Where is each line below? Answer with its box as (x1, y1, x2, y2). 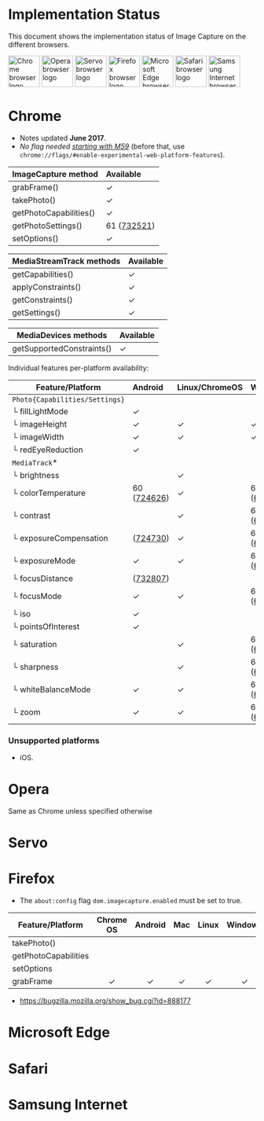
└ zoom (12, 706, 41, 717)
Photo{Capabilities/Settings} (12, 395, 126, 404)
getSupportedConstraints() (12, 343, 112, 354)
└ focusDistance (12, 572, 73, 583)
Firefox (8, 870, 55, 888)
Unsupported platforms (8, 735, 100, 746)
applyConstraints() (12, 281, 82, 292)
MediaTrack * (12, 457, 58, 468)
